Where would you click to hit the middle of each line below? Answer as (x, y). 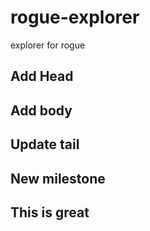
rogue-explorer (75, 17)
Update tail (45, 144)
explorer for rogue (48, 45)
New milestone (58, 178)
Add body (41, 110)
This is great (50, 212)
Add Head (42, 76)
